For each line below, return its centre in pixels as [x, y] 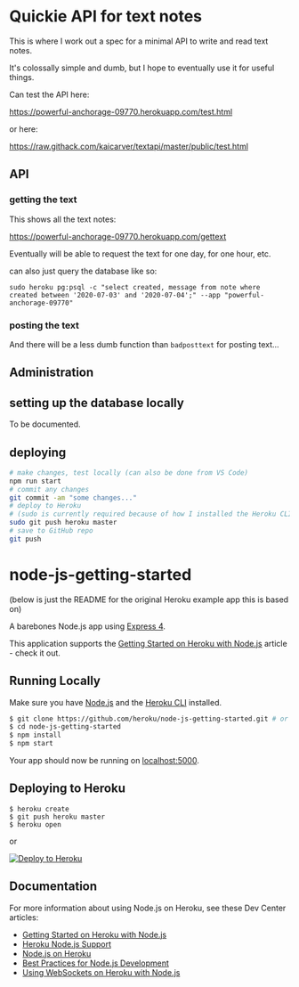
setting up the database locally [97, 403]
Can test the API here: [49, 94]
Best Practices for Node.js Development [95, 963]
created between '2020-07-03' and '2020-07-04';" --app [115, 295]
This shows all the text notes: [63, 219]
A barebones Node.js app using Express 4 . [88, 626]
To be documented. [45, 424]
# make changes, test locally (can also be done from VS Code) [129, 473]
